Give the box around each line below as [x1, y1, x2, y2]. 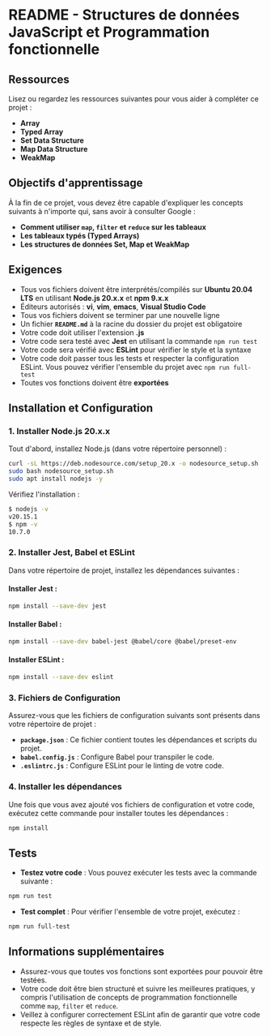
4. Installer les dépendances [8, 781, 123, 793]
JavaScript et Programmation [8, 23, 210, 41]
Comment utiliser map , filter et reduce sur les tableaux [19, 221, 206, 232]
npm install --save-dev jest [8, 602, 107, 610]
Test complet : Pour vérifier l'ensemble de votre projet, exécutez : [19, 907, 240, 917]
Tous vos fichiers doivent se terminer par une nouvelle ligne [19, 310, 220, 320]
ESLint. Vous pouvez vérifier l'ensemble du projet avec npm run [19, 362, 231, 372]
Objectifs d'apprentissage [8, 176, 143, 190]
